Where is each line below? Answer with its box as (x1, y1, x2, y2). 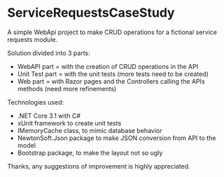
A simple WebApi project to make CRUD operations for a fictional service (7, 28, 218, 36)
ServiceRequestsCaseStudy (7, 5, 175, 21)
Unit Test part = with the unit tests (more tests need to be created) (17, 70, 209, 78)
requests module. (7, 35, 58, 43)
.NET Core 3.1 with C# (17, 111, 81, 120)
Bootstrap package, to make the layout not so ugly (17, 148, 163, 157)
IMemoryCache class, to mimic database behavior (17, 126, 162, 134)
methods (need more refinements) (17, 84, 117, 93)
